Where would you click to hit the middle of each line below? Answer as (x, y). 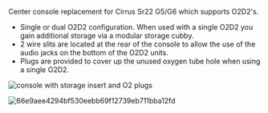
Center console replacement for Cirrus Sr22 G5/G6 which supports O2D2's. (134, 12)
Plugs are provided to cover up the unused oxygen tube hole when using (140, 61)
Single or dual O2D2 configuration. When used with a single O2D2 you (136, 27)
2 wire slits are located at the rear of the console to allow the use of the (138, 44)
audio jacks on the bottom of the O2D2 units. (94, 52)
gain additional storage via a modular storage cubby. (107, 36)
